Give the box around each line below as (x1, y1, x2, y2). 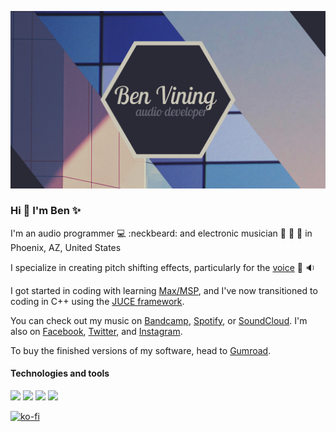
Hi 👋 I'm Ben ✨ (10, 204, 82, 218)
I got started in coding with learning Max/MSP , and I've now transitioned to (10, 284, 318, 296)
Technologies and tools (10, 367, 110, 380)
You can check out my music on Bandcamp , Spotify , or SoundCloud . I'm (10, 314, 308, 326)
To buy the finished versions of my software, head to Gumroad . (10, 344, 272, 356)
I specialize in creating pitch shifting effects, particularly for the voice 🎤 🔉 (10, 261, 316, 273)
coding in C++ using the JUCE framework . (10, 295, 185, 307)
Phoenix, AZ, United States (10, 241, 122, 253)
